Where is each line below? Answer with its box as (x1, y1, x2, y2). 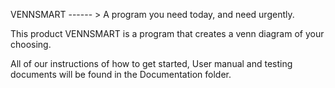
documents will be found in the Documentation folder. (10, 69, 232, 80)
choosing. (10, 39, 52, 50)
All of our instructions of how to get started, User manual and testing (10, 58, 293, 69)
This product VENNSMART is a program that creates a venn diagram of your (10, 28, 325, 39)
